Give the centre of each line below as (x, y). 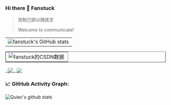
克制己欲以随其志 (36, 20)
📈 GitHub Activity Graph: (37, 84)
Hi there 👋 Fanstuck (30, 8)
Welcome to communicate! (46, 30)
